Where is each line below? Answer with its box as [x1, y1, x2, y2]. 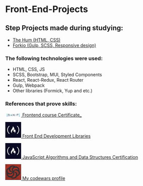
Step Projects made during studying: [5, 24, 124, 32]
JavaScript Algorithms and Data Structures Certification [22, 154, 138, 160]
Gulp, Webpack [12, 82, 45, 89]
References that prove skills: [5, 100, 77, 107]
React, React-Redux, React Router [12, 77, 84, 83]
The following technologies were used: [5, 54, 103, 61]
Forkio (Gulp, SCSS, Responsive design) [12, 42, 97, 48]
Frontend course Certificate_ [22, 112, 82, 118]
